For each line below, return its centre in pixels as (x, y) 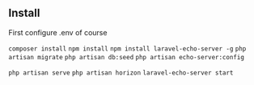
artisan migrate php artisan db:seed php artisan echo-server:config (127, 57)
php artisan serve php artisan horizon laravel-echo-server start (121, 73)
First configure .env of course (58, 32)
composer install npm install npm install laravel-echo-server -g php (127, 49)
